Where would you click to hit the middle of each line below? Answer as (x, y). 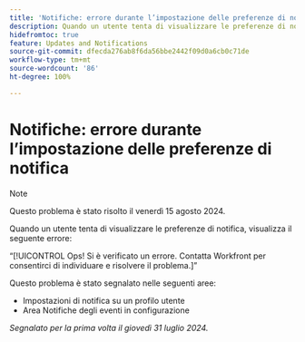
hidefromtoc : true (44, 34)
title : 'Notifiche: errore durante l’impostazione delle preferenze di (148, 18)
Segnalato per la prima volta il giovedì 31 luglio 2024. (109, 327)
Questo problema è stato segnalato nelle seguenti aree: (113, 283)
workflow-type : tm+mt (50, 60)
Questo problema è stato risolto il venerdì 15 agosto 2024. (118, 210)
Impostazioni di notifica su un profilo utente (103, 300)
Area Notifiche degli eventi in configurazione (106, 310)
